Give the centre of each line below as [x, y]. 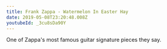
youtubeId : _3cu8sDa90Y [36, 23]
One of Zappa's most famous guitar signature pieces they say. [84, 40]
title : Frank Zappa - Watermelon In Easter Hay [67, 12]
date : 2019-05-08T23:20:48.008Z [47, 17]
